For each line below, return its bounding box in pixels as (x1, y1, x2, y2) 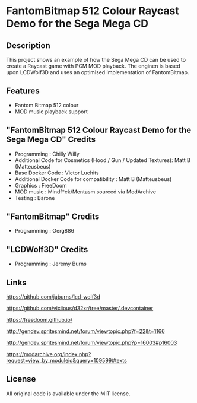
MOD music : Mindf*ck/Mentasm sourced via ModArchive (14, 188, 156, 195)
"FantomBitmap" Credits (6, 212, 100, 222)
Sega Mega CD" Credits (6, 135, 96, 145)
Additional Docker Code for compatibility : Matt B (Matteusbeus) (14, 175, 172, 182)
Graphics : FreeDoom (14, 182, 67, 189)
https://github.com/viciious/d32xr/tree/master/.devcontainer (6, 304, 154, 312)
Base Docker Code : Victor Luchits (14, 169, 99, 176)
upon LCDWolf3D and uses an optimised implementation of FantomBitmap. (6, 69, 189, 75)
